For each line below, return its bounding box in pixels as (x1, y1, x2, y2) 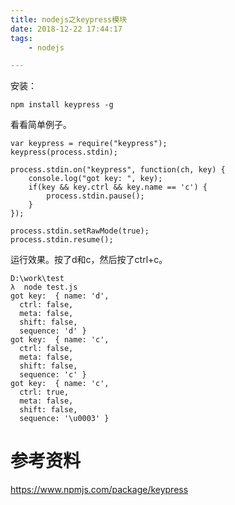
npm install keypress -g (10, 100, 114, 110)
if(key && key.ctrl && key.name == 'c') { (28, 182, 208, 193)
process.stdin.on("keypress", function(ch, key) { (10, 165, 226, 175)
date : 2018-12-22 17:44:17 (10, 24, 123, 34)
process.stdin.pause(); (46, 191, 145, 201)
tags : (10, 33, 33, 43)
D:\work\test (10, 274, 65, 284)
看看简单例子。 (10, 119, 72, 131)
